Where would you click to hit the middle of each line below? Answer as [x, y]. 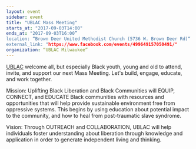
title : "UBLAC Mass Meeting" [42, 22]
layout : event [24, 11]
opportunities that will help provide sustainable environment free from [91, 103]
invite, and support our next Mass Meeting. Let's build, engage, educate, [94, 73]
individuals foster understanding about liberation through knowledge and [94, 133]
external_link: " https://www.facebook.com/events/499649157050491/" [92, 45]
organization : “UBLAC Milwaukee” [47, 50]
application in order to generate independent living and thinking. [84, 140]
